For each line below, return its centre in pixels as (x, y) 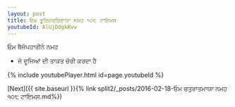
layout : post (26, 14)
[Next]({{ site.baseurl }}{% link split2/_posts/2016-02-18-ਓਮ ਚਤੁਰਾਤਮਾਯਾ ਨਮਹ (117, 89)
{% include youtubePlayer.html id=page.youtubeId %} (86, 75)
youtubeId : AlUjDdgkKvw (42, 27)
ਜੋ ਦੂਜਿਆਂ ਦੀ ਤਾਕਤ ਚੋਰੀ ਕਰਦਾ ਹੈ (57, 61)
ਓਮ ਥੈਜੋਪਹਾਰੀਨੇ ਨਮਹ (33, 47)
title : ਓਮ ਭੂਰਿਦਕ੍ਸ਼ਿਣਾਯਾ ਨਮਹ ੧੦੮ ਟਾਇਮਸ (62, 20)
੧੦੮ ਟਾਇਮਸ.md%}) (35, 96)
